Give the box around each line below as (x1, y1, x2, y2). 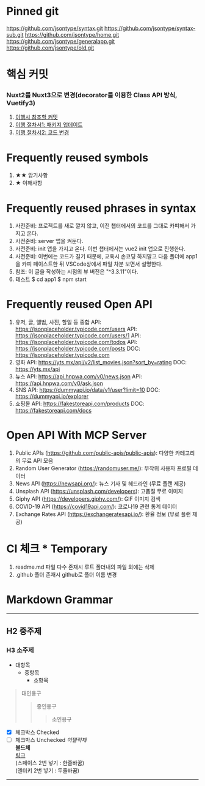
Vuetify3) (6, 99, 35, 108)
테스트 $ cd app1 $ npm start (15, 275, 87, 283)
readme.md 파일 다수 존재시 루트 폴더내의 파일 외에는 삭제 (15, 563, 154, 571)
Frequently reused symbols (6, 151, 148, 165)
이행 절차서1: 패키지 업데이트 (15, 121, 83, 129)
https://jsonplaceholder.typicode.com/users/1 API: (15, 332, 142, 339)
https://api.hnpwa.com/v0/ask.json (15, 380, 104, 387)
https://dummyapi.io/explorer (15, 393, 89, 400)
